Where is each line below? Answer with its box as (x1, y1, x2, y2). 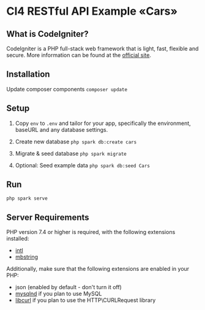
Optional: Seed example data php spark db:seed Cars (15, 161, 150, 169)
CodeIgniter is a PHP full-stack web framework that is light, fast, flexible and (6, 45, 199, 52)
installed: (6, 235, 29, 243)
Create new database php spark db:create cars (15, 138, 137, 145)
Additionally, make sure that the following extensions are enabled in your (6, 265, 190, 273)
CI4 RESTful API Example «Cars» (6, 4, 178, 18)
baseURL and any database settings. (15, 126, 108, 133)
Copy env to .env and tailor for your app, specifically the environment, (15, 119, 191, 127)
